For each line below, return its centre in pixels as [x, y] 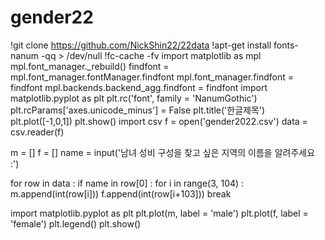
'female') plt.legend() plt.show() [76, 223]
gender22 [52, 17]
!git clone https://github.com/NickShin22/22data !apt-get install [141, 45]
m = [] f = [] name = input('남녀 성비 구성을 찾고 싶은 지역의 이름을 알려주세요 [163, 152]
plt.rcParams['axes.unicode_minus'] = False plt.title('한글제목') [138, 110]
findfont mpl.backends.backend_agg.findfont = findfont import [139, 87]
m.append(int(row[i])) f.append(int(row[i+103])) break [121, 193]
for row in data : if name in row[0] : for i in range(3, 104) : [127, 183]
